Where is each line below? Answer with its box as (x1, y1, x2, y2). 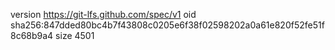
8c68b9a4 (10, 30, 54, 41)
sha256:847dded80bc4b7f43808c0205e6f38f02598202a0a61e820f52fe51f (10, 19, 325, 31)
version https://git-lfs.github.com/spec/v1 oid (10, 9, 197, 20)
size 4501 (55, 30, 95, 41)
